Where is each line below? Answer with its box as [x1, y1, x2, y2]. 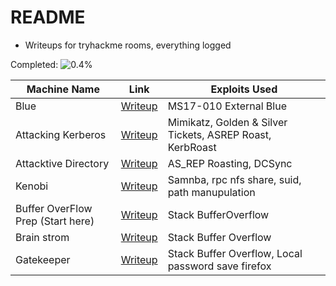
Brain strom [15, 230, 70, 244]
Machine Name [26, 82, 100, 96]
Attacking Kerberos [15, 127, 107, 141]
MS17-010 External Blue [167, 99, 287, 113]
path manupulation [167, 185, 256, 199]
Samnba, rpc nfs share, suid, [167, 172, 302, 186]
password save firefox [167, 259, 272, 273]
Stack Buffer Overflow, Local [167, 246, 303, 260]
